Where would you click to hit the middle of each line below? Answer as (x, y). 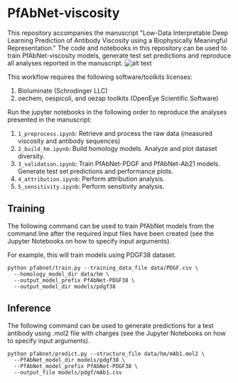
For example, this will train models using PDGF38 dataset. (92, 255)
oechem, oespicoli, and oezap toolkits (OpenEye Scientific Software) (118, 98)
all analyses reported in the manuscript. (65, 63)
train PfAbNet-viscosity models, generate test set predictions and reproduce (119, 56)
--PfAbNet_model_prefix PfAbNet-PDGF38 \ (76, 366)
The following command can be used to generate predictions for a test (111, 325)
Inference (29, 309)
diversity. (31, 156)
